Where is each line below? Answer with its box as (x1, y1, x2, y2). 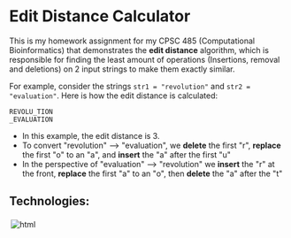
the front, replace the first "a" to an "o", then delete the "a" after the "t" (21, 168, 283, 179)
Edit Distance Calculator (9, 6, 191, 27)
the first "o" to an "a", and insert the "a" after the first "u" (21, 149, 232, 160)
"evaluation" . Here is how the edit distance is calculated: (9, 90, 218, 101)
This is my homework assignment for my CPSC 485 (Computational (9, 35, 256, 46)
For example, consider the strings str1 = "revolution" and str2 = (9, 81, 250, 91)
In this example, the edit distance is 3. (21, 130, 160, 141)
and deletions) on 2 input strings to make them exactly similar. (9, 64, 235, 74)
